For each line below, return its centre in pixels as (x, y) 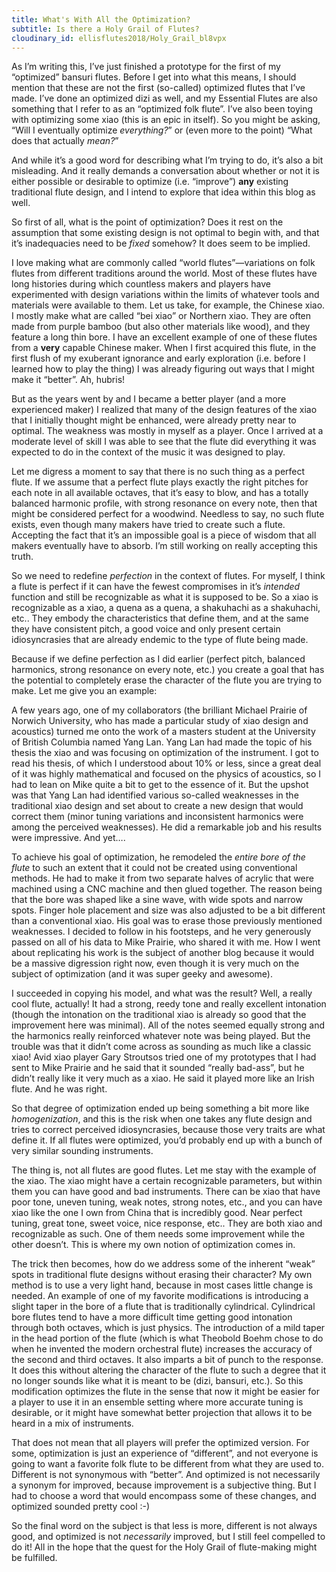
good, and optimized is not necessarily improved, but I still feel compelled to (168, 1537)
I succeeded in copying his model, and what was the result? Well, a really (162, 993)
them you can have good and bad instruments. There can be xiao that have (166, 1192)
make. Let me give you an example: (84, 691)
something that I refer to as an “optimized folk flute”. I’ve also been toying (162, 109)
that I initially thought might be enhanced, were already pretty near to (154, 420)
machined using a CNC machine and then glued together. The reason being (167, 889)
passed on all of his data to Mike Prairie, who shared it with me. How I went (166, 942)
